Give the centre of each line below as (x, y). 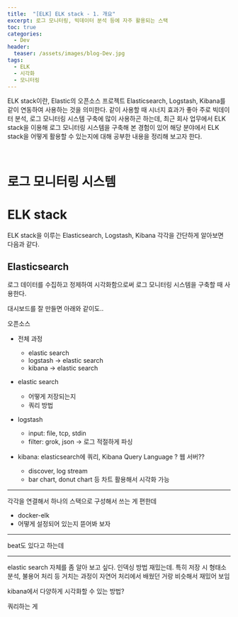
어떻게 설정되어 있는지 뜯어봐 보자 (64, 524)
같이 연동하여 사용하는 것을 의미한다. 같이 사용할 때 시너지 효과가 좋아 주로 (109, 110)
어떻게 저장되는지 (52, 397)
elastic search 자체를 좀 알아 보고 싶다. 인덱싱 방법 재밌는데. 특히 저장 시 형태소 (117, 567)
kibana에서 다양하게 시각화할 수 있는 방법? (66, 591)
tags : (15, 60)
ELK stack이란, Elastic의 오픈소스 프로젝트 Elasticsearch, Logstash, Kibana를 (117, 101)
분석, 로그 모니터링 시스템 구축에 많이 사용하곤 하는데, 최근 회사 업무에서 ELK (120, 119)
